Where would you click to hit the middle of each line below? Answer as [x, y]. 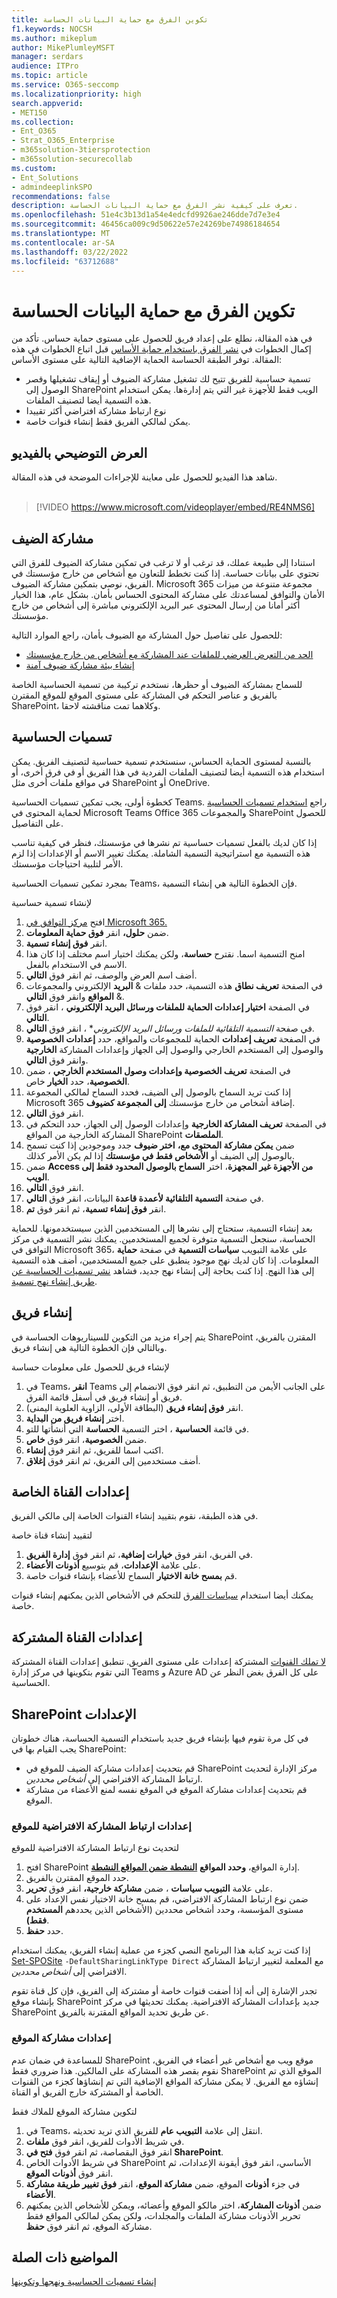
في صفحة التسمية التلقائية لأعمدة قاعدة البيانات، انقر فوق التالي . [144, 1198]
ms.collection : [43, 122]
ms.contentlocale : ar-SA [63, 242]
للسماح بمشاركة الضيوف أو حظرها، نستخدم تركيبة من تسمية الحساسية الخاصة [157, 684]
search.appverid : [47, 103]
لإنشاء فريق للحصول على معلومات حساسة [90, 1367]
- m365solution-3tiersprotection [81, 150]
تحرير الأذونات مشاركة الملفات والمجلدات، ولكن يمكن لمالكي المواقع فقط [163, 2215]
